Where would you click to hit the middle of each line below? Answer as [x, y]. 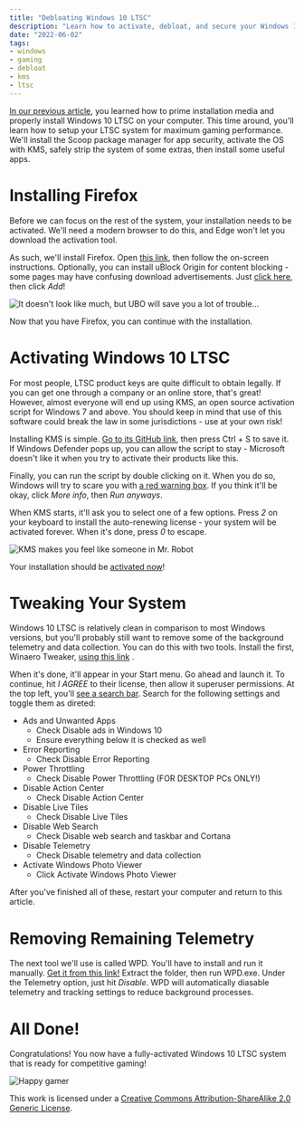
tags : [19, 43]
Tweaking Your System [98, 603]
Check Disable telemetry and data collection [119, 855]
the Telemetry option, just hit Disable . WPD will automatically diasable [139, 983]
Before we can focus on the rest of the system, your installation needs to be [151, 220]
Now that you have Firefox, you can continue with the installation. [131, 321]
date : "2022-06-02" [46, 34]
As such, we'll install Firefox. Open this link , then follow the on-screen [139, 257]
